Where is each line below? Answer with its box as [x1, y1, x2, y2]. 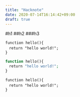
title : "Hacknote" [5, 7, 44, 13]
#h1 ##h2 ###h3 [5, 31, 40, 37]
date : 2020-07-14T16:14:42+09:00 [5, 12, 75, 17]
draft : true [5, 17, 30, 22]
